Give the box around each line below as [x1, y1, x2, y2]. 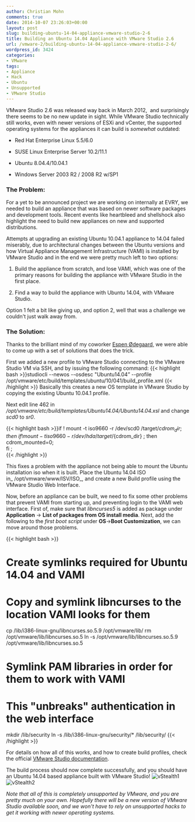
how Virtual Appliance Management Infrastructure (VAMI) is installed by [6, 248, 179, 255]
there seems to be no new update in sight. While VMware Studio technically [6, 113, 189, 120]
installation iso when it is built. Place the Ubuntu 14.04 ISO [6, 469, 146, 476]
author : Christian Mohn [6, 8, 64, 15]
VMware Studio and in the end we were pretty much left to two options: [6, 254, 179, 261]
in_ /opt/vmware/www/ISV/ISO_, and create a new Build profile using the [6, 475, 181, 482]
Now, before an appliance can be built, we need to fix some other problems [6, 493, 188, 500]
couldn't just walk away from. [6, 313, 77, 320]
